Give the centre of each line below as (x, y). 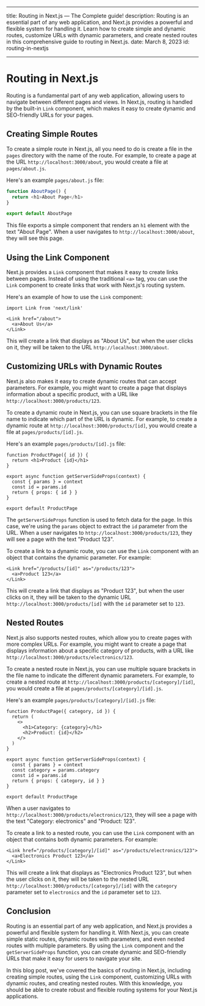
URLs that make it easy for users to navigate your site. (74, 958)
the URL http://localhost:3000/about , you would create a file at (87, 162)
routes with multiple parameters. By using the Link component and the (95, 945)
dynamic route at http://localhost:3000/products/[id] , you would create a (102, 425)
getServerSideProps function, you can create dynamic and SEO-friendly (96, 952)
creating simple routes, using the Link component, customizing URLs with (99, 977)
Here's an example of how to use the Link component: (75, 297)
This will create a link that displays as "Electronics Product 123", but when (99, 872)
